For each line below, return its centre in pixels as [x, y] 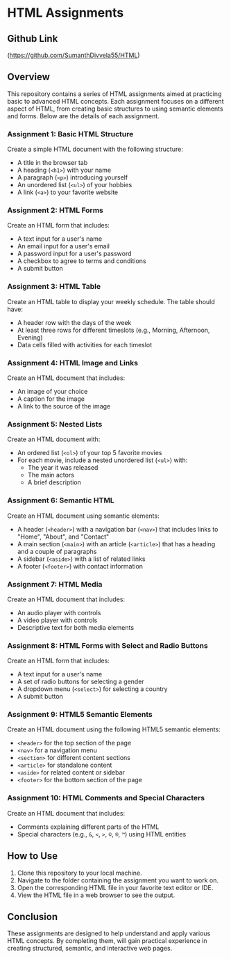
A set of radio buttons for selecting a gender [80, 682]
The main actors [51, 475]
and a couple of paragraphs [57, 551]
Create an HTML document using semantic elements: [83, 516]
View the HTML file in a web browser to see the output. [96, 895]
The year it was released [63, 468]
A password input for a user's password [74, 254]
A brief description [54, 482]
